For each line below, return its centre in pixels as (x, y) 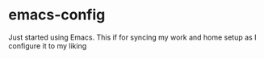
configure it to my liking (48, 45)
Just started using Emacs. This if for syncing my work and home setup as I (132, 37)
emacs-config (57, 15)
